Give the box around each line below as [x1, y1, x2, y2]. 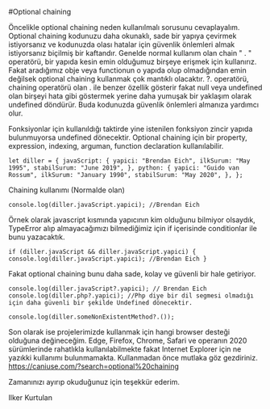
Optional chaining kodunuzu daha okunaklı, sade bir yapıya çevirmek [8, 32, 237, 40]
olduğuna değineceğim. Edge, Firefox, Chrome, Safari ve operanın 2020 [8, 335, 247, 345]
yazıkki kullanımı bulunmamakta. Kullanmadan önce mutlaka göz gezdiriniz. [8, 353, 258, 362]
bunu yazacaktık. [8, 232, 65, 242]
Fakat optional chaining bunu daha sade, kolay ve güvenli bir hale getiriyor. [8, 269, 256, 278]
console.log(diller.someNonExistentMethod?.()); [8, 313, 175, 321]
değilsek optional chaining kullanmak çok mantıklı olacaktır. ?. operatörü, [8, 74, 249, 83]
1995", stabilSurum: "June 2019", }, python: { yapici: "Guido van [8, 164, 240, 172]
